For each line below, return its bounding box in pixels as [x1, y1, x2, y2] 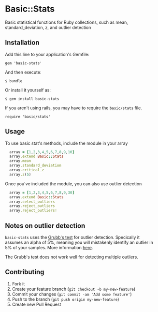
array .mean [9, 159, 31, 163]
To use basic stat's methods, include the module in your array [5, 140, 128, 146]
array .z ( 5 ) [9, 172, 31, 177]
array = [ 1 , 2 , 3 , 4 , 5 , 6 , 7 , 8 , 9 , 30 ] [9, 190, 75, 195]
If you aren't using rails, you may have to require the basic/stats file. [5, 105, 142, 111]
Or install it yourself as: [5, 87, 51, 93]
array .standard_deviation [9, 163, 62, 168]
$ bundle [5, 78, 23, 83]
